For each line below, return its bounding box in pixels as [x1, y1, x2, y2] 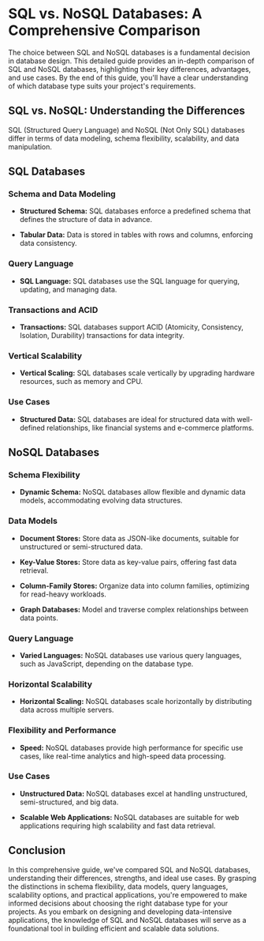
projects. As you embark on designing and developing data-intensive [8, 906, 232, 917]
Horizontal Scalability [8, 679, 93, 690]
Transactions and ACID [8, 304, 99, 315]
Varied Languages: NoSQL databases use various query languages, [19, 650, 242, 660]
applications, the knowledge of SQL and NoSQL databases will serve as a [8, 915, 247, 924]
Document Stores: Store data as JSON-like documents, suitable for [19, 533, 240, 543]
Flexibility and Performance [8, 725, 117, 736]
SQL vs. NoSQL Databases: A [8, 5, 203, 23]
